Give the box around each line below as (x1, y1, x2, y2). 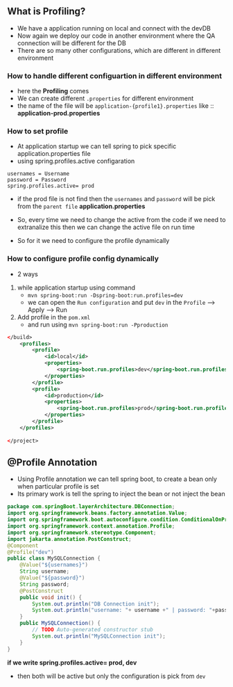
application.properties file (17, 150, 92, 158)
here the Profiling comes (17, 87, 89, 95)
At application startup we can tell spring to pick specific (17, 142, 177, 150)
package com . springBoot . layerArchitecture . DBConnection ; (7, 503, 175, 510)
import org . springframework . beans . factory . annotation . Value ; (7, 510, 188, 517)
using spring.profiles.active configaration (17, 157, 135, 166)
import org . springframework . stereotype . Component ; (7, 529, 157, 536)
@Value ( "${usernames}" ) (19, 562, 89, 569)
